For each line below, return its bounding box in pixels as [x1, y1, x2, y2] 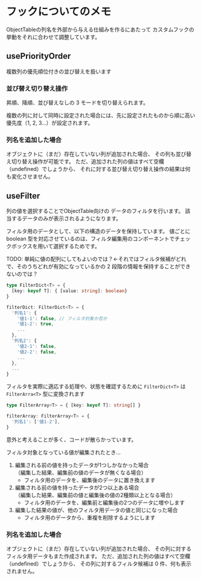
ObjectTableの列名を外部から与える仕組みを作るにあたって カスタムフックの [6, 26, 194, 33]
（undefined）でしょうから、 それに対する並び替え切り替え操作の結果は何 [6, 166, 191, 173]
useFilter [6, 191, 40, 201]
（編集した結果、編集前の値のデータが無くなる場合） [14, 468, 147, 476]
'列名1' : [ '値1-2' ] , [11, 419, 61, 425]
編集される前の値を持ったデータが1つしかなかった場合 [14, 461, 149, 468]
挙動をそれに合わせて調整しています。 [6, 33, 101, 40]
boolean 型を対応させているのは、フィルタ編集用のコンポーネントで [6, 235, 175, 242]
